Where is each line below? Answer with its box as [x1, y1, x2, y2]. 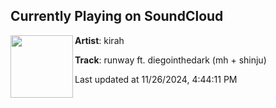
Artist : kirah [74, 34, 125, 46]
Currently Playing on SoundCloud [10, 8, 224, 25]
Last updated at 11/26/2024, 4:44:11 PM [74, 73, 238, 85]
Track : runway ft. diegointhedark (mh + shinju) [74, 54, 267, 66]
